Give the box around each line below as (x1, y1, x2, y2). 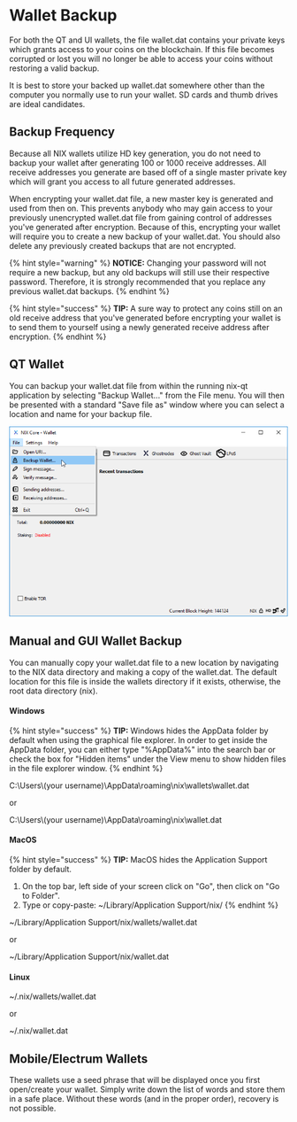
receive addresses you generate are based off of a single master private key (9, 166, 287, 177)
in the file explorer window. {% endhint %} (9, 762, 164, 773)
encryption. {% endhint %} (9, 331, 107, 342)
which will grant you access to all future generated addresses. (9, 176, 236, 187)
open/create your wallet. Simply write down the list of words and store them (9, 1084, 286, 1095)
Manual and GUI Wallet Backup (9, 634, 183, 649)
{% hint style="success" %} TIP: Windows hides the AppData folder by (9, 725, 269, 736)
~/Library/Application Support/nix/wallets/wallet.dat (9, 917, 198, 927)
